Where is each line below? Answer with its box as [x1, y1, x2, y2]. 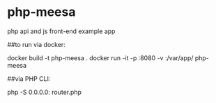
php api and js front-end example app [7, 27, 116, 35]
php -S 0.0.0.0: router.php [7, 88, 82, 96]
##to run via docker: [7, 40, 66, 48]
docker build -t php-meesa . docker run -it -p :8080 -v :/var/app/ [7, 53, 194, 62]
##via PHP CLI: [7, 74, 51, 83]
